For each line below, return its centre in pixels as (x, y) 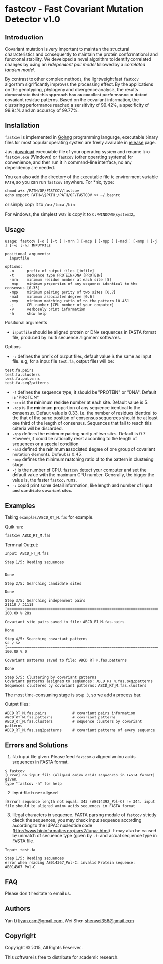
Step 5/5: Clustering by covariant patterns (51, 677)
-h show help (28, 313)
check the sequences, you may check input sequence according (77, 820)
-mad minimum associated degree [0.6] (52, 296)
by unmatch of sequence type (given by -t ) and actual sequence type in (84, 836)
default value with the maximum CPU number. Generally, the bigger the (83, 475)
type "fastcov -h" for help (33, 784)
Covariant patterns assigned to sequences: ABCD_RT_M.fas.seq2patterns (79, 681)
